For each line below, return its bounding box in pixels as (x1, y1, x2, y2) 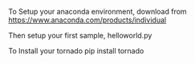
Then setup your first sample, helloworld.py (8, 31, 152, 40)
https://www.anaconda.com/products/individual (8, 15, 167, 25)
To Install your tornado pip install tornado (8, 46, 144, 55)
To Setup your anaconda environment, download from (8, 7, 187, 16)
